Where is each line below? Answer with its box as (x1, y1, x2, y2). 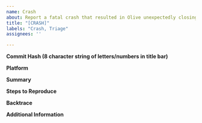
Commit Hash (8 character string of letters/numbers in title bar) (6, 53, 168, 60)
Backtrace (6, 100, 33, 107)
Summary (6, 76, 31, 83)
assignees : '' (6, 31, 42, 37)
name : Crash (6, 8, 36, 15)
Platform (6, 64, 29, 72)
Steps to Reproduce (6, 88, 57, 95)
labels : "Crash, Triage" (6, 25, 69, 32)
